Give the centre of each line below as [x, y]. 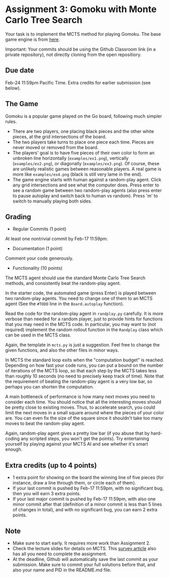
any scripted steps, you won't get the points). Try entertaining [85, 439]
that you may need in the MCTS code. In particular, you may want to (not [81, 324]
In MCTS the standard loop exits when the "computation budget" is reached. [85, 360]
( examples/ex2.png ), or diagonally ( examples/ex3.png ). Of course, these [86, 163]
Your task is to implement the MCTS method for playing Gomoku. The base [83, 34]
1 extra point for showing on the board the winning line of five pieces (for [88, 477]
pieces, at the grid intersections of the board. [60, 136]
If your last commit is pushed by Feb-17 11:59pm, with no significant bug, [88, 488]
